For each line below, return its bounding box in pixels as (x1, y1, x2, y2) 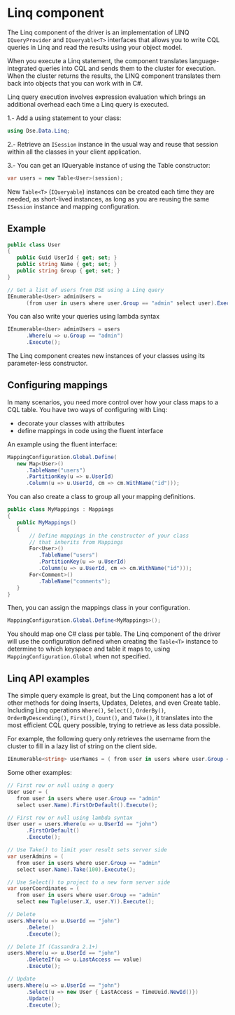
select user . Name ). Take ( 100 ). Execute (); (16, 865, 136, 873)
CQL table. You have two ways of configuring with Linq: (7, 405, 168, 413)
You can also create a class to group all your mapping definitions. (7, 493, 196, 501)
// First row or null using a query (7, 782, 114, 789)
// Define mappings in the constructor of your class (29, 532, 190, 539)
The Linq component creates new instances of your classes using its (7, 352, 205, 359)
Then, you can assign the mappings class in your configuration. (7, 604, 190, 612)
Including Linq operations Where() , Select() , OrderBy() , (7, 706, 166, 715)
